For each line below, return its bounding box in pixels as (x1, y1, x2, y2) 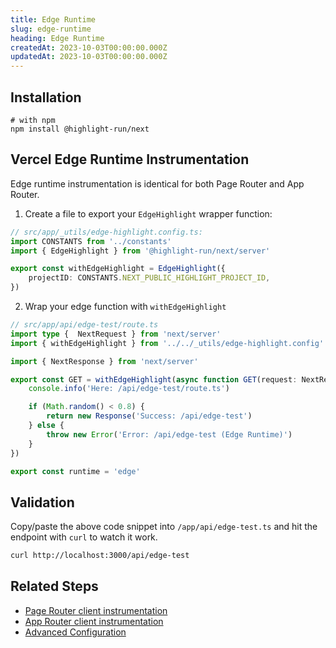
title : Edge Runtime (10, 14, 97, 25)
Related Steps (10, 578, 99, 595)
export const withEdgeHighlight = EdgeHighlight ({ (10, 264, 226, 274)
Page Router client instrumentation (24, 604, 168, 616)
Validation (10, 494, 75, 511)
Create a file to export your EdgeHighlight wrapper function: (24, 207, 273, 220)
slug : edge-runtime (10, 24, 92, 34)
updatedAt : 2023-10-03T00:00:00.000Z (10, 52, 168, 62)
